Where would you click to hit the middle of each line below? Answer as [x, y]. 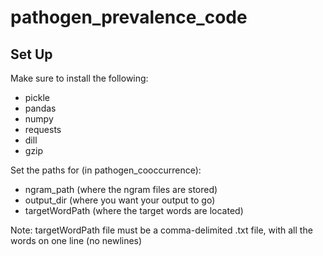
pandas [40, 108]
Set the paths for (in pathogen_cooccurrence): [106, 170]
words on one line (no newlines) [76, 240]
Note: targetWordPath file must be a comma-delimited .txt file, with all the [161, 230]
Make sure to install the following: [79, 78]
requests [43, 129]
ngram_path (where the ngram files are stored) [121, 189]
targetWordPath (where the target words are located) [134, 210]
